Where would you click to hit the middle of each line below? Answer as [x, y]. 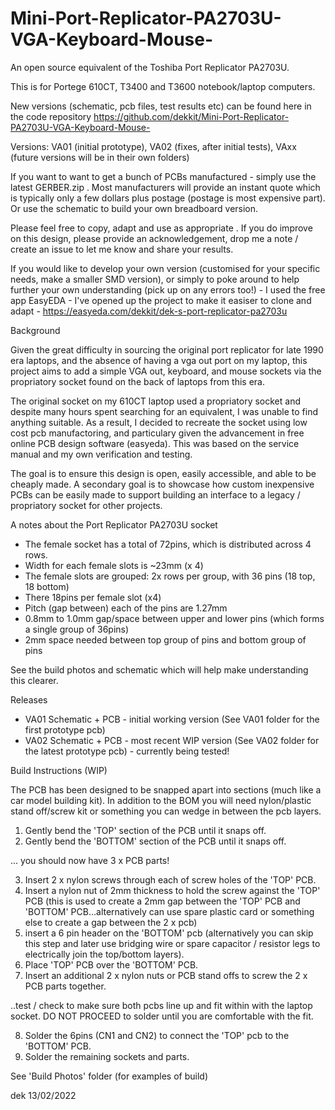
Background [35, 330]
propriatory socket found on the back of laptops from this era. [137, 381]
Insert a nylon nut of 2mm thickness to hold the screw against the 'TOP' [172, 890]
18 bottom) [47, 586]
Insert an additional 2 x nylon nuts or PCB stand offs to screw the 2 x [166, 975]
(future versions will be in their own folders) [100, 157]
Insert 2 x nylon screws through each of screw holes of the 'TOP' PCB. [170, 879]
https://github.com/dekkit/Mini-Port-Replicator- [191, 116]
